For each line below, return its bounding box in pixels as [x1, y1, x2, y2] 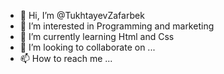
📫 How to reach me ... [19, 53, 113, 64]
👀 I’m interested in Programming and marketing [19, 20, 215, 32]
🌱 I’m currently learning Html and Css [19, 31, 175, 42]
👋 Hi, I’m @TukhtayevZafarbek [19, 10, 145, 21]
